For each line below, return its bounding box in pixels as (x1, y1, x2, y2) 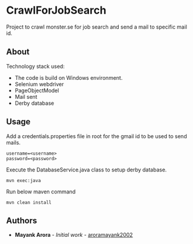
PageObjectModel (14, 87, 59, 94)
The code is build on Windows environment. (14, 74, 123, 81)
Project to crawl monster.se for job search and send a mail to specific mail (6, 23, 187, 30)
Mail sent (14, 93, 37, 100)
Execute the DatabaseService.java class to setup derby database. (6, 166, 167, 173)
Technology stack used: (6, 62, 65, 70)
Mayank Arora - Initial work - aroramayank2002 (14, 232, 133, 239)
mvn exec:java (6, 177, 42, 183)
